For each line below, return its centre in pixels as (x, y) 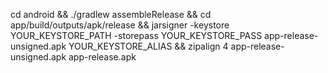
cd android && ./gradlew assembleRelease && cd (111, 14)
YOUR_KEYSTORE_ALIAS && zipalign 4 (148, 46)
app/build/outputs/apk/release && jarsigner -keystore (120, 25)
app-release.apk (102, 57)
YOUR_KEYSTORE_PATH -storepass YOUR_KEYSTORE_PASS (136, 35)
